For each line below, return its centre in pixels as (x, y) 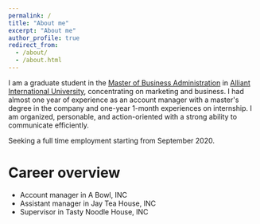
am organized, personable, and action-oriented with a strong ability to (122, 116)
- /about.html (39, 61)
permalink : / (30, 16)
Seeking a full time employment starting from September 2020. (111, 140)
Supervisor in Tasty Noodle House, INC (84, 211)
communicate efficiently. (49, 125)
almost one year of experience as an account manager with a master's (124, 100)
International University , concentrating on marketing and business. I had (126, 91)
